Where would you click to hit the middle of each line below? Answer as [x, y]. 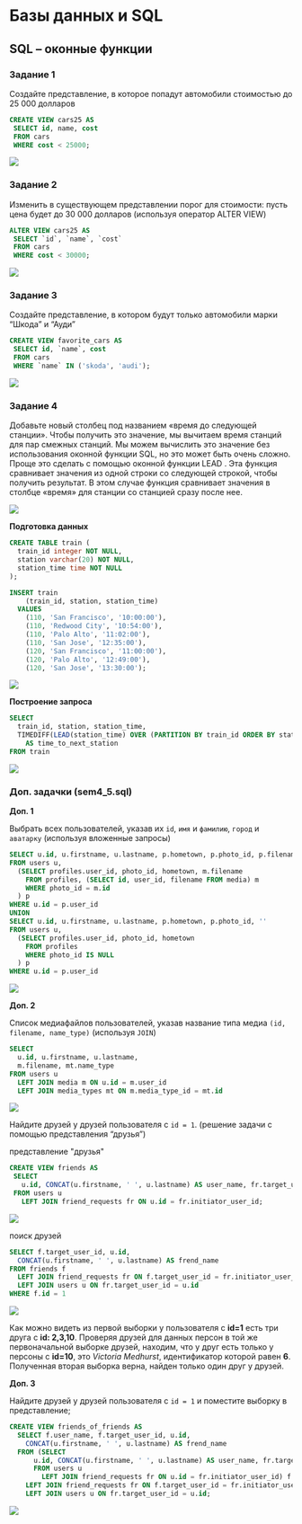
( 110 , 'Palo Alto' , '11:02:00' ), [88, 634]
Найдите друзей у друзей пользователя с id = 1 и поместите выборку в [148, 1401]
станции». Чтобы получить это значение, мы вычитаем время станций [146, 435]
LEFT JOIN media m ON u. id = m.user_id [92, 1082]
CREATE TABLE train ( [50, 543]
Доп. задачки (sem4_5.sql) [71, 792]
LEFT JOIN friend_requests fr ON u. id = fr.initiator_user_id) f [167, 1477]
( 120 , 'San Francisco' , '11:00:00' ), [96, 651]
